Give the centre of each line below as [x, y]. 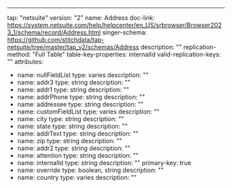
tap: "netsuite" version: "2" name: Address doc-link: [81, 18]
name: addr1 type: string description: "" [73, 90]
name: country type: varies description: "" [77, 177]
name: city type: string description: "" [70, 119]
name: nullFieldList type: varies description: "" [83, 75]
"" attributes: [25, 62]
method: [19, 54]
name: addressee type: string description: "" [80, 104]
